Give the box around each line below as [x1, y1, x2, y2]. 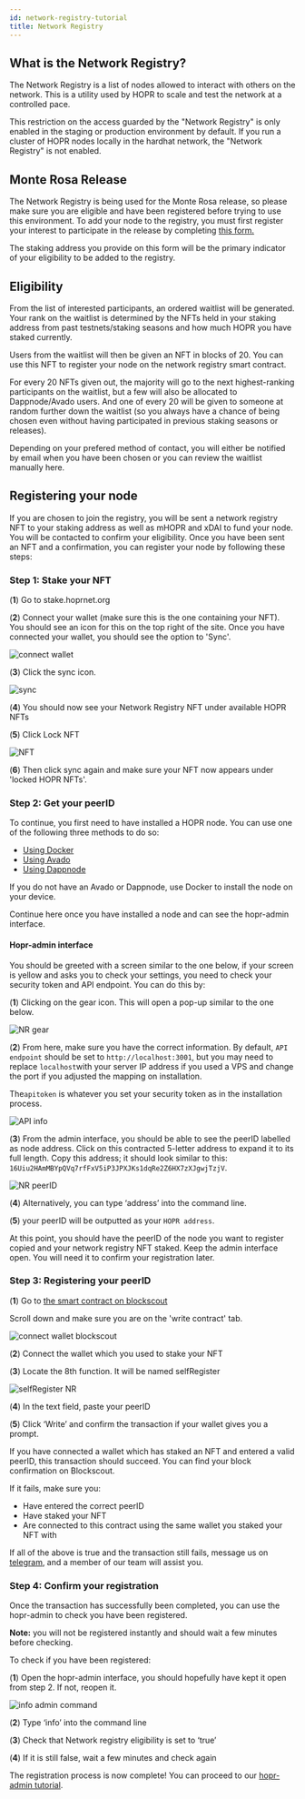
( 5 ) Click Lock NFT [9, 729, 80, 740]
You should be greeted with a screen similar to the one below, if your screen [9, 960, 294, 970]
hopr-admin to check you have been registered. [9, 1610, 188, 1621]
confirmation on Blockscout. [9, 1465, 115, 1476]
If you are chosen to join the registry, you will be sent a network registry [9, 512, 279, 523]
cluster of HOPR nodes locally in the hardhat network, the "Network [9, 136, 263, 146]
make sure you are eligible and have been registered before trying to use [9, 206, 281, 216]
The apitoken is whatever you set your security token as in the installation [9, 1088, 283, 1099]
